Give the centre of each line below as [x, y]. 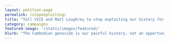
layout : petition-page [29, 10]
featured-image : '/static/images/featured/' [53, 29]
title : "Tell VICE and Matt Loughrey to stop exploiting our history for [84, 19]
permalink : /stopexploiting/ [36, 15]
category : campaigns [27, 24]
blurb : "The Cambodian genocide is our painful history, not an [74, 33]
